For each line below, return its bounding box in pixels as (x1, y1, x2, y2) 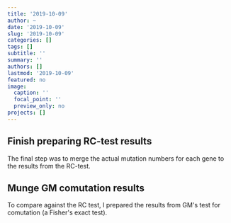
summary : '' (7, 57, 43, 64)
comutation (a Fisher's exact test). (7, 208, 108, 217)
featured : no (7, 76, 46, 84)
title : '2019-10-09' (7, 10, 69, 18)
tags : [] (7, 43, 33, 50)
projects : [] (7, 109, 46, 116)
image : (7, 83, 27, 90)
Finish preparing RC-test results (7, 135, 152, 147)
